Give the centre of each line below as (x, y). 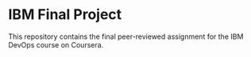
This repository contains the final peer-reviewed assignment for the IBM (126, 36)
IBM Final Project (65, 15)
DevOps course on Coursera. (56, 44)
